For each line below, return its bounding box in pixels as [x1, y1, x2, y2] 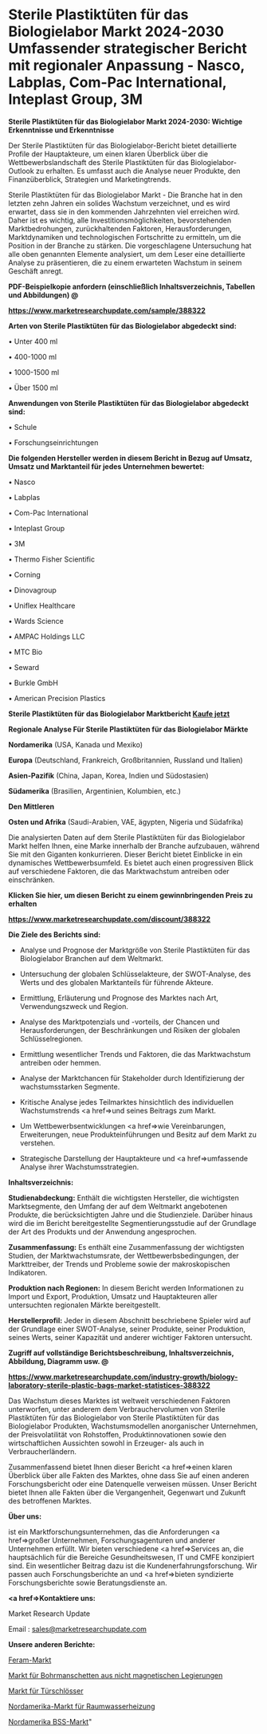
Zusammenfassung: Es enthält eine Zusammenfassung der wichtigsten [8, 1242, 245, 1251]
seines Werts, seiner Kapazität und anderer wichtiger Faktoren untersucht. [8, 1332, 253, 1342]
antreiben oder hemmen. [19, 1058, 101, 1067]
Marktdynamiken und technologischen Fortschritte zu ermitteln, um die [8, 232, 241, 242]
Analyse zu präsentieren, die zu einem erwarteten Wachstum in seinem [8, 258, 242, 267]
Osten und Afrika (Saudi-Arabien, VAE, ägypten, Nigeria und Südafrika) [8, 817, 244, 826]
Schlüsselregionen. [19, 1034, 84, 1043]
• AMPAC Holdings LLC [8, 632, 85, 641]
